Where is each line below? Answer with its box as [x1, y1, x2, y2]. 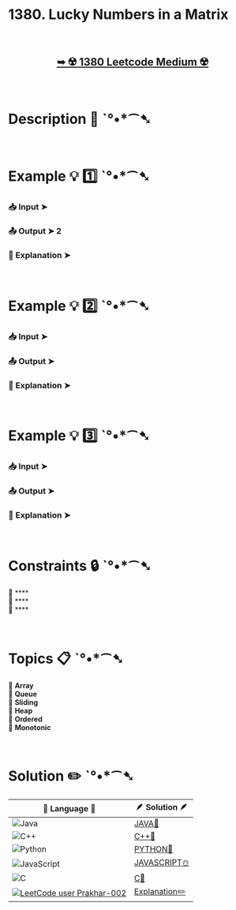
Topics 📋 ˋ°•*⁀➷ [8, 650, 124, 668]
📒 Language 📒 [43, 803, 96, 814]
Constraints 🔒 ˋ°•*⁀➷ [8, 556, 152, 575]
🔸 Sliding [8, 698, 39, 707]
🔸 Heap [8, 706, 33, 716]
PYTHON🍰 [133, 844, 174, 855]
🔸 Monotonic [8, 723, 51, 732]
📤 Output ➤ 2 [8, 226, 62, 237]
